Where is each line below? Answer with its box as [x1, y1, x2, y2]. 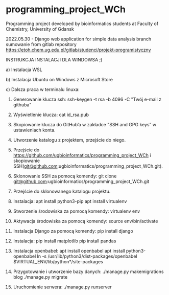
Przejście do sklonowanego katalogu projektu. [13, 188, 111, 194]
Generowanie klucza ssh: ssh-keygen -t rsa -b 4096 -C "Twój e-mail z [13, 96, 162, 102]
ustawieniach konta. [13, 127, 56, 133]
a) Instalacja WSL [6, 66, 42, 73]
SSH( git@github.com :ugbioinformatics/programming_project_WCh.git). [13, 163, 163, 169]
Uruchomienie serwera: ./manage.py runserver [13, 284, 112, 290]
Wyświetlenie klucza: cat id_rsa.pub [13, 111, 89, 118]
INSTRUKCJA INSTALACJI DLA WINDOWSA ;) [6, 56, 103, 62]
